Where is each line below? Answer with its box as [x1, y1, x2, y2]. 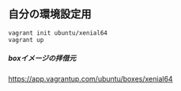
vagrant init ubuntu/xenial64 [8, 28, 108, 37]
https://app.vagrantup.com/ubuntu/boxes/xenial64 [8, 74, 173, 83]
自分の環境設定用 [8, 7, 92, 21]
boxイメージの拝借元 [8, 54, 77, 63]
